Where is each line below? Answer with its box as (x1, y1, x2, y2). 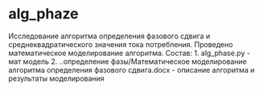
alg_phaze (8, 5, 79, 23)
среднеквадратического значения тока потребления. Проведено (8, 39, 233, 49)
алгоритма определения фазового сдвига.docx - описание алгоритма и (8, 65, 255, 74)
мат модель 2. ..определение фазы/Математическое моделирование (8, 57, 247, 66)
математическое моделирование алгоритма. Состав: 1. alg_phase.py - (8, 48, 251, 57)
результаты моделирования (8, 73, 105, 83)
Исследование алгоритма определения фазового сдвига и (8, 31, 211, 41)
